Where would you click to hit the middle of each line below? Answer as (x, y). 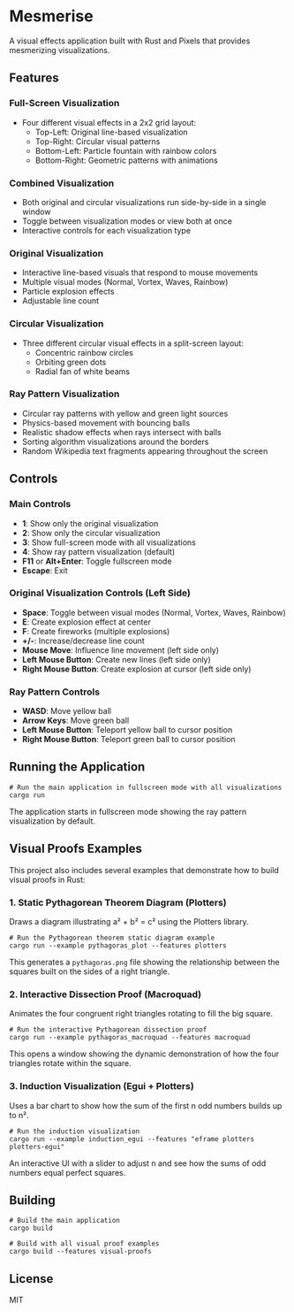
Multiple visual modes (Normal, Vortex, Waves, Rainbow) (125, 282)
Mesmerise (52, 16)
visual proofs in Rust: (47, 879)
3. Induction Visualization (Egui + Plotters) (102, 1086)
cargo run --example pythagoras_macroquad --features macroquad (130, 1038)
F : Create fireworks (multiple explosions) (96, 631)
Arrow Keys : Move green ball (75, 721)
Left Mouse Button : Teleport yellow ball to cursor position (127, 730)
